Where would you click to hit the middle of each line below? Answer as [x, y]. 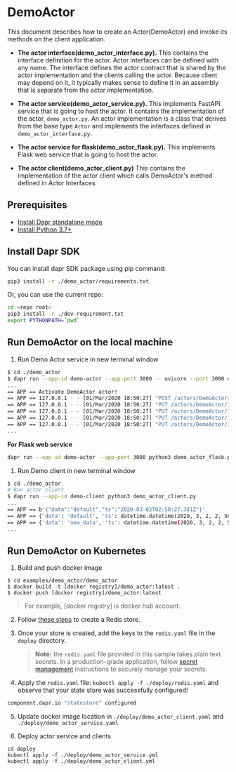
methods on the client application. [57, 39]
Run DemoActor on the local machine [90, 342]
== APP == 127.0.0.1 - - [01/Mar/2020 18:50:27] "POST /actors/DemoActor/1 [120, 398]
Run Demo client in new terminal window [76, 470]
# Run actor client [36, 490]
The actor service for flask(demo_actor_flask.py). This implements [116, 147]
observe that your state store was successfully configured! [103, 690]
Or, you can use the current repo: [55, 295]
